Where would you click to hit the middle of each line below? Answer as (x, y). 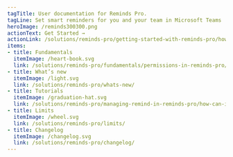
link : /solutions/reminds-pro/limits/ (70, 123)
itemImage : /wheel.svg (46, 117)
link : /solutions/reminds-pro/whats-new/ (74, 85)
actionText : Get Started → (46, 33)
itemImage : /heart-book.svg (54, 59)
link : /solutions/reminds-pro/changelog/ (74, 143)
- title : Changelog (35, 130)
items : (17, 46)
